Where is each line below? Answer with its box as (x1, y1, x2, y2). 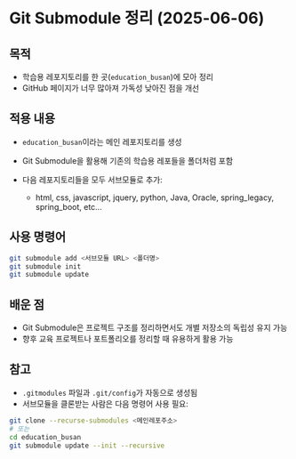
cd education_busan (9, 432, 82, 441)
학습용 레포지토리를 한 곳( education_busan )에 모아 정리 (21, 72, 214, 82)
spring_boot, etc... (35, 201, 102, 212)
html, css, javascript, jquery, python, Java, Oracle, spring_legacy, (35, 192, 274, 203)
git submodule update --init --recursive (9, 441, 165, 450)
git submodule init (9, 262, 82, 271)
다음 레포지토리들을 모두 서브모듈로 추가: (21, 174, 163, 185)
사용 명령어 (9, 229, 67, 245)
